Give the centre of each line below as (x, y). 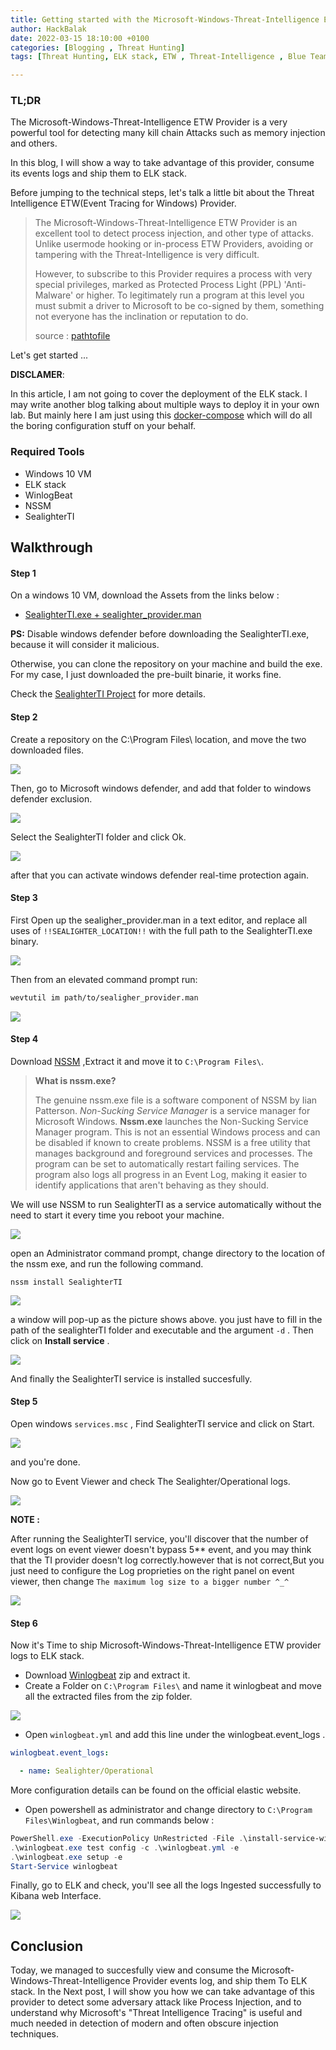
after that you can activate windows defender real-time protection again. (160, 875)
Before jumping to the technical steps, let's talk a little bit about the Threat (162, 193)
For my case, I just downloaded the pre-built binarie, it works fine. (146, 675)
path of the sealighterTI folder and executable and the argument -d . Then (162, 1330)
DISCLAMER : (37, 375)
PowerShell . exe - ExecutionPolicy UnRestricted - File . (127, 1838)
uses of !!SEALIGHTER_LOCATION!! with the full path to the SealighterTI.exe (161, 930)
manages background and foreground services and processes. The (173, 1153)
